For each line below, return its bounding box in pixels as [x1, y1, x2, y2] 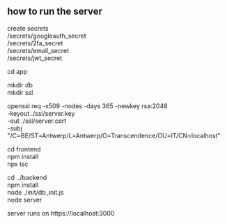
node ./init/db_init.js [7, 188, 64, 196]
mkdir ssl [7, 88, 33, 96]
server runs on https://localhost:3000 [7, 209, 115, 217]
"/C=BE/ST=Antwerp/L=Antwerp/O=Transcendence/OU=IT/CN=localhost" [7, 131, 221, 140]
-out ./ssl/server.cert [7, 117, 67, 125]
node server [7, 195, 42, 204]
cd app [7, 67, 28, 75]
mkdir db [7, 80, 33, 89]
